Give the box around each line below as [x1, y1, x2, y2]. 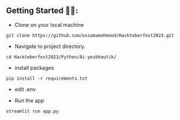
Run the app [14, 97, 45, 104]
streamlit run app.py [6, 108, 59, 114]
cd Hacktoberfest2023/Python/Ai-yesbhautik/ [6, 54, 117, 60]
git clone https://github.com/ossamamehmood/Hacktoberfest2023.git [6, 33, 175, 38]
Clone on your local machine [14, 21, 84, 28]
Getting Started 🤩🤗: [6, 6, 78, 16]
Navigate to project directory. [14, 43, 86, 50]
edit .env [14, 86, 36, 93]
